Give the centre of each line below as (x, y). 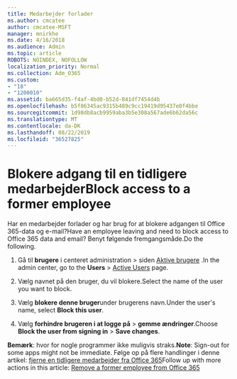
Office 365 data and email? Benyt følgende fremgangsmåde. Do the (105, 239)
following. (22, 247)
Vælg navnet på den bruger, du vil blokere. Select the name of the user (120, 281)
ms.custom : (23, 80)
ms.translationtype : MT (43, 119)
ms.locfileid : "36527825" (45, 139)
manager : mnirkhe (33, 34)
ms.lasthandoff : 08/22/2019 (49, 132)
